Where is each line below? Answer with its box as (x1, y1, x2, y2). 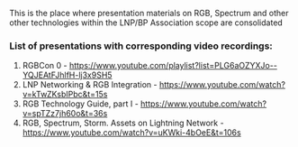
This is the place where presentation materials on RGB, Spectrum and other (9, 8, 290, 18)
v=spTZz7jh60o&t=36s (22, 108, 108, 119)
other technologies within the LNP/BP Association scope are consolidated (9, 17, 284, 28)
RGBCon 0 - (22, 60, 68, 71)
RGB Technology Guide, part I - (22, 98, 140, 109)
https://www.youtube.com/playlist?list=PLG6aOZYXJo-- (68, 60, 277, 71)
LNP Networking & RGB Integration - (22, 79, 158, 90)
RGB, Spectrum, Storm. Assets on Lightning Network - (22, 117, 224, 129)
